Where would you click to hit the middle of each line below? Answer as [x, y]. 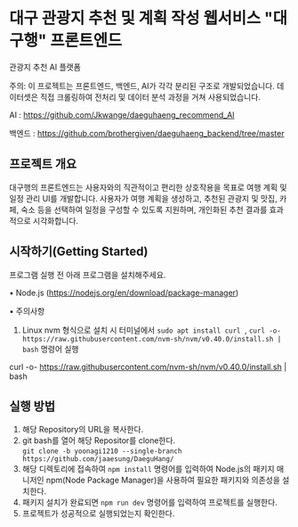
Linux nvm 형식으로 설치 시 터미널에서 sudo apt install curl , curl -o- [152, 330]
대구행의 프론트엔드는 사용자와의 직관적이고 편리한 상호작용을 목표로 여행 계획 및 [148, 187]
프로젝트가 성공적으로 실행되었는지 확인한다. [98, 514]
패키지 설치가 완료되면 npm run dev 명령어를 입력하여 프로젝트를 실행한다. [149, 502]
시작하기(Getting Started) [79, 252]
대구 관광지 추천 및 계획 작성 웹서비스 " [141, 18]
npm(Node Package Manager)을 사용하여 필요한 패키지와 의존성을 [163, 480]
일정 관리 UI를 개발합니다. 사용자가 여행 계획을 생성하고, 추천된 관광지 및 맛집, [143, 198]
